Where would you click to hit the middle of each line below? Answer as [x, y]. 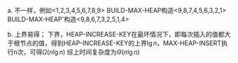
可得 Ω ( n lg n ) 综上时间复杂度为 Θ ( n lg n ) [85, 52]
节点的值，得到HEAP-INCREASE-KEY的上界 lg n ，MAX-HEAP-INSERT [120, 43]
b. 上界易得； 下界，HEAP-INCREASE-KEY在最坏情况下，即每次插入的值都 [116, 34]
